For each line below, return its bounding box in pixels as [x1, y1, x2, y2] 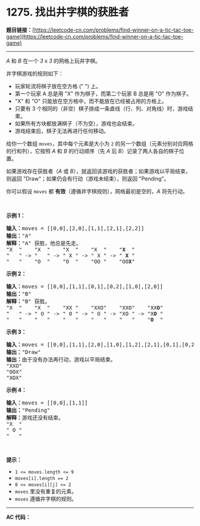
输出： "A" [6, 232, 32, 239]
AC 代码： [6, 513, 31, 521]
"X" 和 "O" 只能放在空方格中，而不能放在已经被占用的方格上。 [14, 97, 167, 104]
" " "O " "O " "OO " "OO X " [6, 258, 135, 265]
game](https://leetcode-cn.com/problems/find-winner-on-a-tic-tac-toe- [6, 33, 183, 40]
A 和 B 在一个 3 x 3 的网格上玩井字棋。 [6, 57, 101, 64]
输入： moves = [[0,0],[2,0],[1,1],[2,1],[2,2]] [6, 225, 145, 231]
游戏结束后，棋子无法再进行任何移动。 [14, 127, 109, 134]
